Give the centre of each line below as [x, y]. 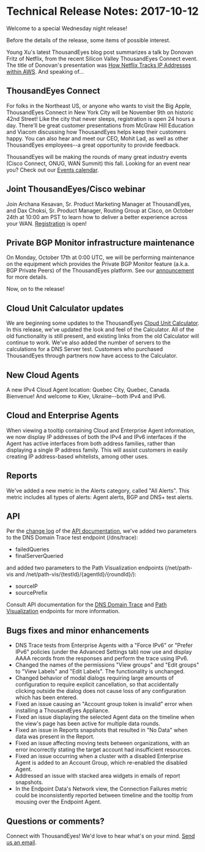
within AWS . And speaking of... [45, 71]
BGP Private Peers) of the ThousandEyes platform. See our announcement [100, 271]
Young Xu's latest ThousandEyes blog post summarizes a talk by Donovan [100, 52]
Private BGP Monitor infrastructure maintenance [100, 243]
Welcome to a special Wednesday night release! [67, 28]
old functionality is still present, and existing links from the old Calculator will [103, 336]
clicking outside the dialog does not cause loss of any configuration [101, 691]
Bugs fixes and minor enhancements [78, 630]
